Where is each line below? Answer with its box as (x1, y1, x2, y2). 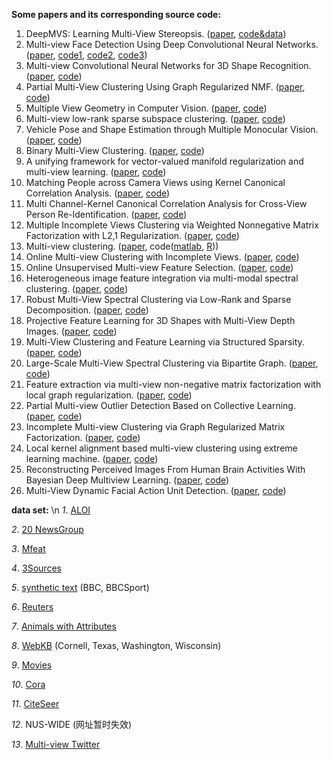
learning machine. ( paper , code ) (25, 453, 159, 464)
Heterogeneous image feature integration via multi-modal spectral (25, 272, 299, 284)
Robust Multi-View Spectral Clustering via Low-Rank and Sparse (25, 294, 292, 305)
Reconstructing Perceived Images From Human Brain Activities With (25, 464, 306, 475)
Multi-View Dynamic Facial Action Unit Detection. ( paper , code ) (25, 485, 287, 496)
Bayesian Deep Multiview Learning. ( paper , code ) (25, 474, 230, 486)
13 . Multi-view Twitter (11, 739, 101, 750)
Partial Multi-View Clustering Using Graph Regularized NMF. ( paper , (25, 81, 306, 93)
